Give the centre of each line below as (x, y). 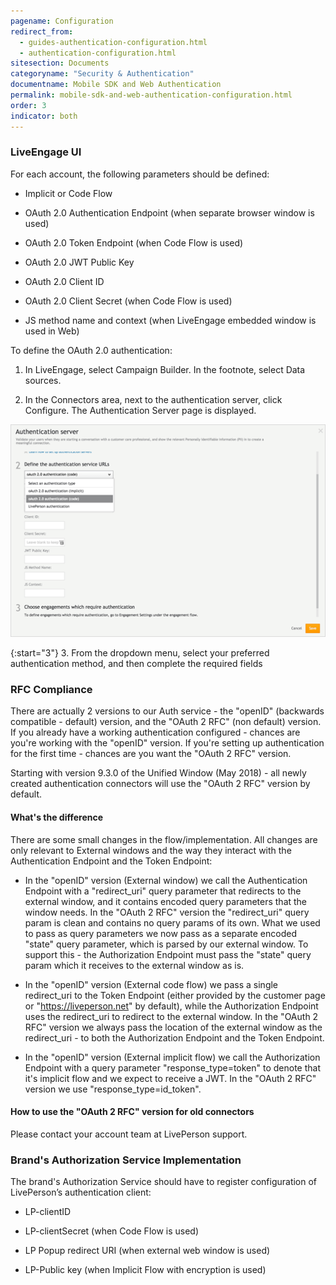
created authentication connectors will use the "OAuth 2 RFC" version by (160, 784)
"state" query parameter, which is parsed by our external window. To (166, 944)
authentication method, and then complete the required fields (136, 664)
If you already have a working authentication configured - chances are (155, 732)
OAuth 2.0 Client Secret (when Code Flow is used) (128, 301)
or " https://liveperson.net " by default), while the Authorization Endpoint (171, 1006)
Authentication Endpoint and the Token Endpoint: (111, 861)
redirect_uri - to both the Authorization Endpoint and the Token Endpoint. (174, 1037)
